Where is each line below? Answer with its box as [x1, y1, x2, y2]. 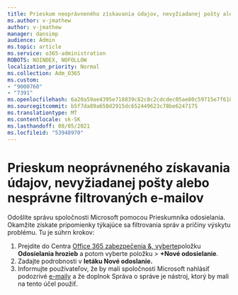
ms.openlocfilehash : [7, 96, 69, 104]
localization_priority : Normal [7, 63, 100, 70]
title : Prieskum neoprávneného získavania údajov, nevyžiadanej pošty [7, 10, 220, 18]
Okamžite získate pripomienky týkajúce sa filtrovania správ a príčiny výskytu [7, 221, 231, 229]
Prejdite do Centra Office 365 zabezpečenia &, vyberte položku [17, 242, 201, 250]
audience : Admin [7, 37, 55, 44]
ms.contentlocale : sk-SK [7, 116, 81, 123]
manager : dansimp [7, 30, 59, 38]
